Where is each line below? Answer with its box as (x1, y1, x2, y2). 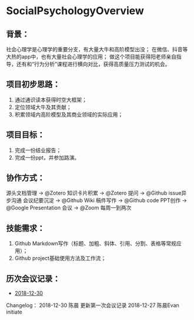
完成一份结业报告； (14, 146, 62, 154)
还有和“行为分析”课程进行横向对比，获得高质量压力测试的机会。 (16, 61, 170, 67)
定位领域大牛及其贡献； (14, 103, 72, 110)
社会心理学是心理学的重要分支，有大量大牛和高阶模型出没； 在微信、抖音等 (6, 46, 188, 52)
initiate (6, 308, 22, 316)
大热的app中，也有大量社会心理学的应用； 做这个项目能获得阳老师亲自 (6, 53, 176, 60)
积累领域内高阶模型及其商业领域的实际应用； (14, 111, 123, 118)
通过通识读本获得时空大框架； (14, 96, 87, 103)
